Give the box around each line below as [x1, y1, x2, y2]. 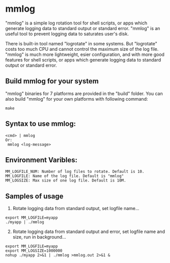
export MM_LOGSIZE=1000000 [5, 248, 63, 253]
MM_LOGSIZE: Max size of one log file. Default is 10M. [5, 178, 126, 183]
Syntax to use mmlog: [5, 120, 76, 128]
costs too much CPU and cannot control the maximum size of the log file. [5, 46, 159, 52]
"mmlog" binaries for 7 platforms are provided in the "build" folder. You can [5, 90, 163, 97]
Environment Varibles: [5, 156, 78, 164]
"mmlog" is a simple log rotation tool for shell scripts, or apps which [5, 20, 148, 26]
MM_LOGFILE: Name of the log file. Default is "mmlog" [5, 173, 124, 179]
